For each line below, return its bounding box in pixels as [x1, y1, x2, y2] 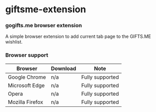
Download [51, 65, 76, 72]
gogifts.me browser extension [5, 22, 82, 29]
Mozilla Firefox [8, 98, 44, 105]
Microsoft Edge [8, 82, 45, 89]
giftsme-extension [5, 4, 86, 15]
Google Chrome [8, 73, 46, 80]
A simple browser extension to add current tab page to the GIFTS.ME [5, 33, 151, 39]
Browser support [5, 52, 49, 59]
